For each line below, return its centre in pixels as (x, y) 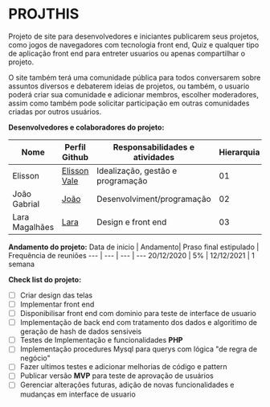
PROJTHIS (44, 14)
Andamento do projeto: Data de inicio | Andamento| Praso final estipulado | (134, 247)
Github (75, 157)
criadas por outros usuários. (55, 111)
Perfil (75, 147)
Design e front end (131, 222)
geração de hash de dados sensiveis (81, 331)
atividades (154, 157)
